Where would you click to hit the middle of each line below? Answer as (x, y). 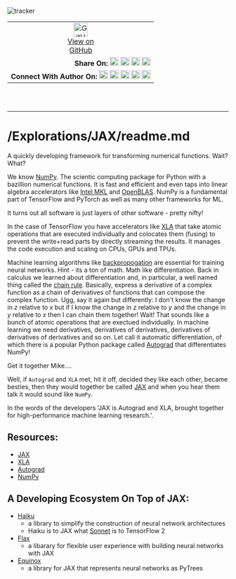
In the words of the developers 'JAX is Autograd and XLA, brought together (116, 408)
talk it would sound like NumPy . (50, 394)
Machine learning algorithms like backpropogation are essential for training (116, 262)
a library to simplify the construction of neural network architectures (127, 523)
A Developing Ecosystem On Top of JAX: (98, 499)
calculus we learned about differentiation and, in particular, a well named (112, 277)
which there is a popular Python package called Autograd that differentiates (117, 344)
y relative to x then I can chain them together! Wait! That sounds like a (108, 314)
